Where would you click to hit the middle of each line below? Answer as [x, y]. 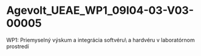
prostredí [18, 46]
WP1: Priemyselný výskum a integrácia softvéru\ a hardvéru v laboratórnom [101, 40]
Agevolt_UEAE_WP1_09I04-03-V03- [100, 11]
